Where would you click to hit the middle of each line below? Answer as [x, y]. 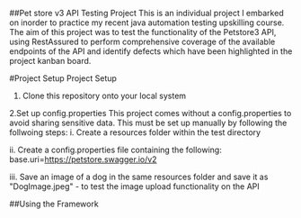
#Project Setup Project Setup [63, 78]
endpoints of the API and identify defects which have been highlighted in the [151, 51]
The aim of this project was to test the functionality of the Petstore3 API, [143, 32]
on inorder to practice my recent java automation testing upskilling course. [147, 23]
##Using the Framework [54, 204]
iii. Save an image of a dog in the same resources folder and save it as [139, 177]
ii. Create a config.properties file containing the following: [115, 150]
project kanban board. [50, 61]
